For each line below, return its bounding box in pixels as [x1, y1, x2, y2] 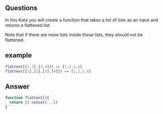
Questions [5, 4, 38, 12]
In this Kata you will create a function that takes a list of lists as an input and [5, 17, 159, 23]
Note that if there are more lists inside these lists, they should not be [5, 31, 143, 37]
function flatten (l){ [5, 95, 50, 100]
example [5, 51, 32, 59]
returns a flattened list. [5, 22, 51, 28]
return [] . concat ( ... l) [9, 100, 58, 105]
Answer [5, 82, 30, 90]
